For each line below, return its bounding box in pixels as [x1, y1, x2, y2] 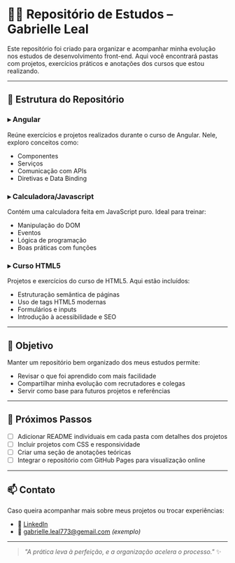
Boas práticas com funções [17, 243, 97, 252]
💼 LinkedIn [17, 520, 48, 528]
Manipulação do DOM [17, 221, 80, 229]
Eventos [17, 228, 41, 237]
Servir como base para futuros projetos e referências [17, 387, 171, 395]
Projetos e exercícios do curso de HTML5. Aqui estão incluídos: [7, 277, 190, 285]
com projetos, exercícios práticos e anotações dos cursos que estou [7, 59, 205, 67]
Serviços [17, 159, 43, 168]
